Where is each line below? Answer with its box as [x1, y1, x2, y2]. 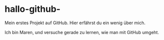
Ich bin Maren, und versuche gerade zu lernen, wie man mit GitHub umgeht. [4, 29, 159, 35]
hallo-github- [4, 3, 61, 15]
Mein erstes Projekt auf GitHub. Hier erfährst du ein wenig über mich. [4, 20, 146, 26]
